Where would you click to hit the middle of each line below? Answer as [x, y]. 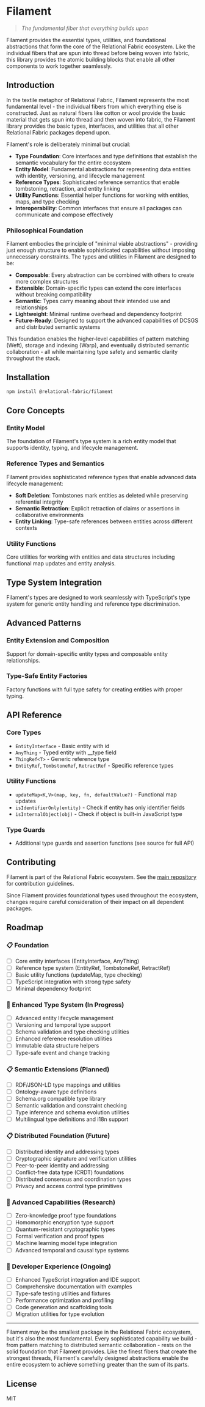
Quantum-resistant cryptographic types [65, 1229]
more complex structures [47, 282]
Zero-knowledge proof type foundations [66, 1216]
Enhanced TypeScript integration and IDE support [77, 1279]
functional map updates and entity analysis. [61, 564]
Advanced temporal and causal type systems [72, 1250]
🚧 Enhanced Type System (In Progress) [65, 1005]
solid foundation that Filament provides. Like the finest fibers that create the [102, 1351]
